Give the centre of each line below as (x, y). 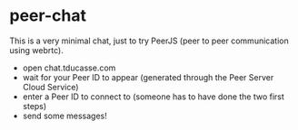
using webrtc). (36, 50)
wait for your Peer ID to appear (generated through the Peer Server (148, 77)
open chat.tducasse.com (69, 68)
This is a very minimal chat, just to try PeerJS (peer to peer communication (149, 41)
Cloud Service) (50, 87)
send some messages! (65, 116)
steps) (35, 106)
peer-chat (48, 16)
